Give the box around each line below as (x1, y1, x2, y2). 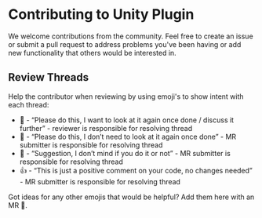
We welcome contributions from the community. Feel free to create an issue (8, 31, 253, 41)
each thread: (8, 100, 49, 109)
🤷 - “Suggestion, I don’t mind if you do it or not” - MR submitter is (19, 148, 231, 158)
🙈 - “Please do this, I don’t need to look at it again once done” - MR (19, 132, 237, 141)
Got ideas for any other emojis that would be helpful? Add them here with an (8, 192, 255, 202)
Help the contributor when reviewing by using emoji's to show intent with (8, 92, 245, 101)
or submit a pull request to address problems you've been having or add (8, 39, 242, 49)
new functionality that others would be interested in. (8, 48, 176, 57)
